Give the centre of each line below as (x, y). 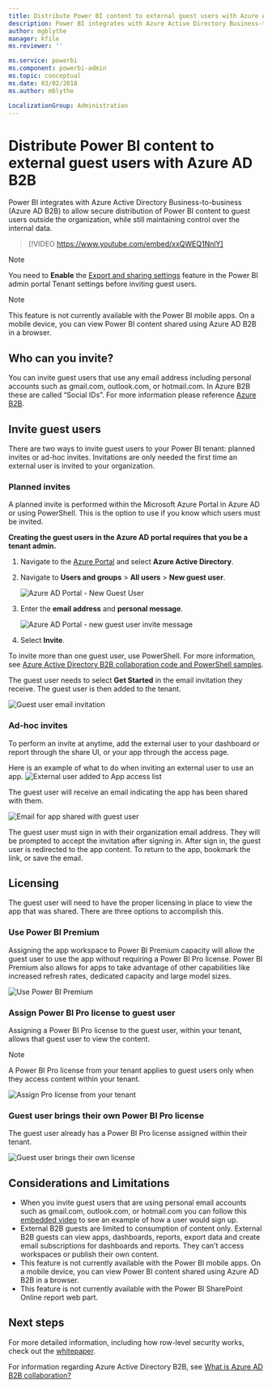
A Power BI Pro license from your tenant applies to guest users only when (131, 1070)
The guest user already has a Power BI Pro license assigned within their (128, 1133)
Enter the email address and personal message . (102, 609)
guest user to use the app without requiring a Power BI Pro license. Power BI (136, 958)
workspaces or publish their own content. (89, 1254)
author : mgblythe (38, 31)
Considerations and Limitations (89, 1183)
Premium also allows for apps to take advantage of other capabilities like (130, 967)
